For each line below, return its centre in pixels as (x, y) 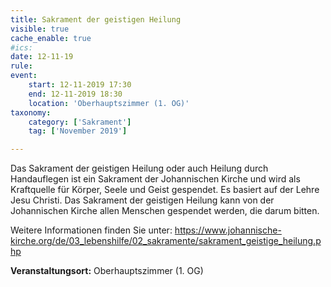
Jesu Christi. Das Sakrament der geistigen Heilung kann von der (142, 200)
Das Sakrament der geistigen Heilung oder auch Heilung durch (139, 168)
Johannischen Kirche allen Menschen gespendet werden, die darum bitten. (165, 211)
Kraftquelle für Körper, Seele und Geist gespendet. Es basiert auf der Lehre (165, 190)
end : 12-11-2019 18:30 (75, 94)
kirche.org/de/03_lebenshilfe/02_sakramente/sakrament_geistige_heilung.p (166, 241)
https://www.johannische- (228, 230)
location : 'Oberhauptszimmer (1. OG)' (109, 103)
